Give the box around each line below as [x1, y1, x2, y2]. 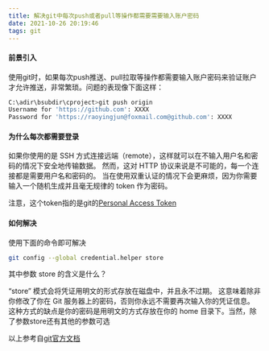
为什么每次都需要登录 [8, 131, 79, 141]
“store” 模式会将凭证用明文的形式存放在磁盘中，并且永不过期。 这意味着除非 [8, 287, 262, 296]
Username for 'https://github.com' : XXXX [8, 105, 150, 114]
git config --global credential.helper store [8, 254, 163, 262]
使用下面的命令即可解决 [8, 237, 86, 247]
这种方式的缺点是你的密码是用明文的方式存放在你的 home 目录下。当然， [8, 307, 250, 316]
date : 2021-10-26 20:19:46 [8, 19, 99, 27]
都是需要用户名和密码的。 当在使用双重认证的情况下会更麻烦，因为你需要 [14, 171, 258, 181]
